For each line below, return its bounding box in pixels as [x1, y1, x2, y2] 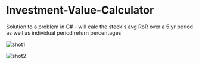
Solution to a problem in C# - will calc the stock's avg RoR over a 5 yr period [6, 23, 194, 30]
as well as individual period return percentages [6, 29, 122, 36]
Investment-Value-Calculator [6, 4, 154, 17]
